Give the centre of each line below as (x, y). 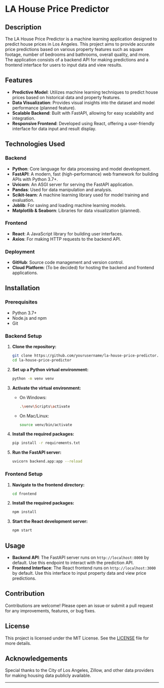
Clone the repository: (34, 347)
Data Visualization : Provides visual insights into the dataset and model (83, 102)
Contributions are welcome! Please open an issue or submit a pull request (79, 605)
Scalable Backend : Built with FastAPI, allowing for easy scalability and (83, 113)
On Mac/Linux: (34, 416)
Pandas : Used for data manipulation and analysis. (62, 189)
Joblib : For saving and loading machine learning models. (69, 205)
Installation (22, 288)
